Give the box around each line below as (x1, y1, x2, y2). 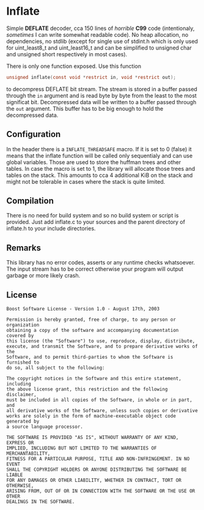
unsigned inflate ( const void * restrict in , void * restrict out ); (6, 74, 177, 80)
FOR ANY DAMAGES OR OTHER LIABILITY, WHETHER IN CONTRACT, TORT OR (6, 478, 182, 484)
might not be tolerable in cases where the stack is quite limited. (6, 178, 166, 185)
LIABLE (6, 472, 23, 478)
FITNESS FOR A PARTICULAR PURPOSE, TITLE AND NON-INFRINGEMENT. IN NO (6, 456, 190, 462)
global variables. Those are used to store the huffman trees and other (6, 158, 181, 166)
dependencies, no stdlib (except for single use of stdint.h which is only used (6, 37, 199, 45)
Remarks (6, 242, 42, 253)
